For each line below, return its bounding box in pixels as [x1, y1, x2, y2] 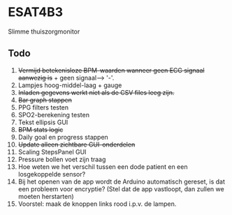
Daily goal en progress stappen [17, 133, 109, 141]
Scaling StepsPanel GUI [17, 147, 87, 156]
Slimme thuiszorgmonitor [8, 27, 80, 36]
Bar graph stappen [17, 96, 73, 104]
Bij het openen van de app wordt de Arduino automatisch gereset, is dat [17, 177, 226, 186]
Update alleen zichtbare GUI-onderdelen [17, 140, 136, 149]
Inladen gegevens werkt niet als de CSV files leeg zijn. [17, 88, 175, 96]
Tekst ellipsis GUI [17, 118, 68, 126]
